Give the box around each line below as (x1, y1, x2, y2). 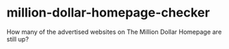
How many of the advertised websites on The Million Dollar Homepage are (6, 28, 222, 36)
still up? (6, 35, 30, 43)
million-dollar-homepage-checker (6, 5, 210, 21)
